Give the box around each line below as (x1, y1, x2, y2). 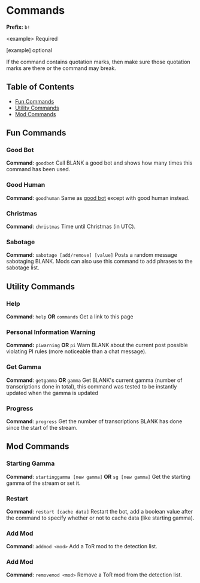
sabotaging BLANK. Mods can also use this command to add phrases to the (6, 258, 193, 265)
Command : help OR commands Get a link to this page (6, 313, 134, 320)
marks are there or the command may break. (6, 64, 117, 72)
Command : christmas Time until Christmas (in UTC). (6, 223, 136, 230)
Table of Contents (6, 82, 75, 92)
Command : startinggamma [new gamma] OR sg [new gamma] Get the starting (6, 473, 190, 480)
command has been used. (6, 166, 71, 173)
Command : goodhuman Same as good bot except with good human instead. (6, 194, 190, 201)
